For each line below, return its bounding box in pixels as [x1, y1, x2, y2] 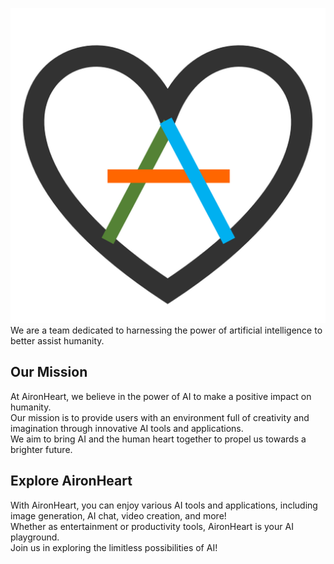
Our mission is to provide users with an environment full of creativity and [10, 411, 310, 423]
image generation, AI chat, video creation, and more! [10, 509, 227, 522]
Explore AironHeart [10, 473, 133, 490]
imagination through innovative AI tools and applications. [10, 422, 244, 434]
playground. [10, 531, 60, 543]
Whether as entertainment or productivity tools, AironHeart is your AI [10, 520, 294, 532]
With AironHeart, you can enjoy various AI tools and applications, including [10, 499, 318, 511]
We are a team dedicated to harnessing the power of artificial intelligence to [10, 324, 323, 336]
